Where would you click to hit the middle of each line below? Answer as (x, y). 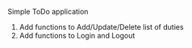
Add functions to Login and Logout (77, 36)
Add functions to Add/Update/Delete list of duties (101, 27)
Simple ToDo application (48, 12)
